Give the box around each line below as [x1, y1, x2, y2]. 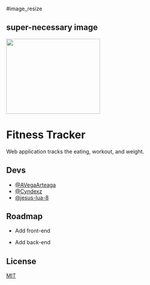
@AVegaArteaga [14, 181, 56, 188]
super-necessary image [6, 22, 98, 32]
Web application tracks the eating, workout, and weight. [6, 148, 145, 155]
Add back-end [14, 239, 51, 246]
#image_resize [6, 5, 43, 12]
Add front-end [14, 227, 51, 235]
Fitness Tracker [6, 128, 86, 142]
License [6, 256, 37, 266]
